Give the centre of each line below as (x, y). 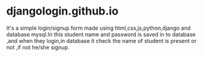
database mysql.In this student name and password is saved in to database (101, 34)
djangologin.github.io (62, 11)
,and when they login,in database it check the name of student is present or (102, 41)
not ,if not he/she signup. (38, 47)
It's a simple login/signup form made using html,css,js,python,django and (98, 28)
